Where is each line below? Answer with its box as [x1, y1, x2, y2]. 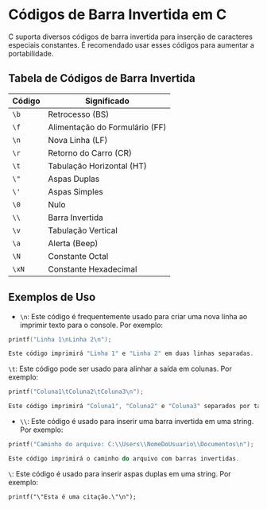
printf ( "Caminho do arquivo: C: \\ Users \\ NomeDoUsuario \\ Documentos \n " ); [8, 441, 254, 449]
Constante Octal [48, 250, 109, 261]
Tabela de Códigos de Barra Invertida [8, 71, 196, 85]
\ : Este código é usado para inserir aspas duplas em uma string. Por [8, 469, 232, 478]
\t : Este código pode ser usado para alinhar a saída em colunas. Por [8, 364, 232, 374]
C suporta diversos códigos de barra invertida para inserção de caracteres [8, 32, 253, 41]
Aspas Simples [48, 186, 103, 197]
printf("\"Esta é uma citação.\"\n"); [8, 492, 137, 501]
